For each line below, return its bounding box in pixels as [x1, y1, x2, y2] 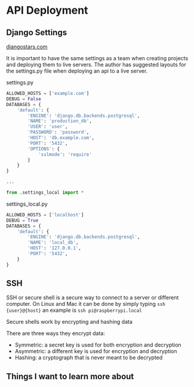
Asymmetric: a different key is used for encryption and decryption [14, 348, 177, 355]
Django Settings [6, 27, 67, 38]
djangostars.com [6, 43, 48, 50]
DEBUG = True [6, 217, 39, 224]
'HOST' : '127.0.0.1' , [27, 245, 82, 251]
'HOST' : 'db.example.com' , [27, 135, 95, 141]
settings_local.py [6, 200, 48, 208]
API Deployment [6, 4, 88, 17]
